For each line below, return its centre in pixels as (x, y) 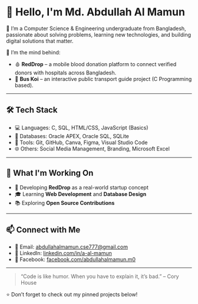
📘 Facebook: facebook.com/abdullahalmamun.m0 (75, 260)
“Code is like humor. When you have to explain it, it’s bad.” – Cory (100, 276)
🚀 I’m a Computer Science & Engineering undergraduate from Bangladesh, (96, 28)
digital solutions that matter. (40, 41)
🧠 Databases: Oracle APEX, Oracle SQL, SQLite (72, 136)
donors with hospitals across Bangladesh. (65, 73)
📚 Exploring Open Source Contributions (65, 202)
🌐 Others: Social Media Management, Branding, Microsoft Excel (92, 148)
